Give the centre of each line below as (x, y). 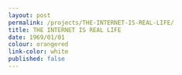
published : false (37, 59)
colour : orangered (38, 45)
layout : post (30, 15)
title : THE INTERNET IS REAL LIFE (65, 30)
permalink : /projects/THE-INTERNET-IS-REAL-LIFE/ (91, 23)
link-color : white (38, 52)
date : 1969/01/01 (37, 37)
